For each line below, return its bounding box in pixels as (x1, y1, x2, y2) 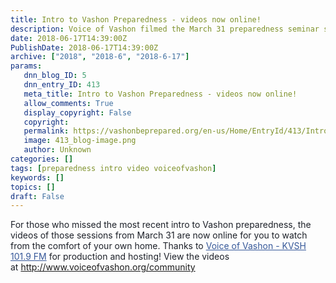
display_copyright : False (23, 107, 132, 118)
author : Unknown (23, 145, 92, 155)
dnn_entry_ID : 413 (23, 80, 101, 90)
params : (10, 61, 43, 71)
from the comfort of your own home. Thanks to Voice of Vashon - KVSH (10, 240, 307, 252)
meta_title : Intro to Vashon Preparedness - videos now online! (23, 89, 298, 99)
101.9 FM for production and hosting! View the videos (10, 251, 230, 263)
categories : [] (10, 154, 74, 164)
